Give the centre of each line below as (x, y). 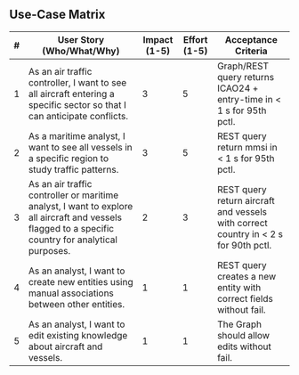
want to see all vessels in (81, 147)
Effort (195, 39)
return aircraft (246, 200)
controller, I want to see (77, 82)
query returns (245, 77)
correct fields (245, 298)
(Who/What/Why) (81, 51)
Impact (158, 39)
